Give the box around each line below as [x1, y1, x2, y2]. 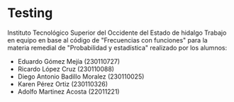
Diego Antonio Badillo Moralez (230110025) [17, 72, 145, 81]
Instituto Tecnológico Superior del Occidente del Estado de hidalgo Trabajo [7, 28, 227, 37]
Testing [7, 5, 53, 21]
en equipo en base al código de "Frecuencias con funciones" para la [7, 35, 208, 44]
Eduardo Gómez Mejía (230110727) [17, 57, 121, 65]
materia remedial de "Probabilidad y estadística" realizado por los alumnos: [7, 43, 228, 52]
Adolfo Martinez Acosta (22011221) [17, 87, 120, 96]
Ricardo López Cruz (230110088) [17, 64, 115, 73]
